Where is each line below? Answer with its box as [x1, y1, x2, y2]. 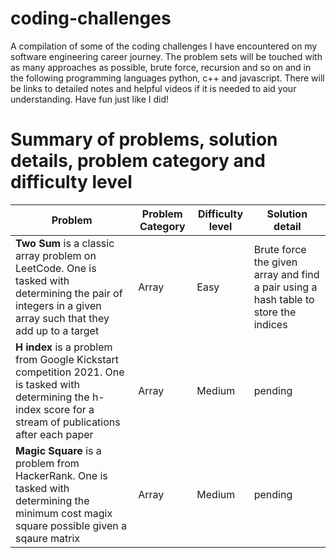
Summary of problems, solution [10, 128, 278, 151]
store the [253, 305, 297, 319]
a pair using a [253, 280, 318, 294]
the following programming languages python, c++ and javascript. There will [10, 72, 325, 84]
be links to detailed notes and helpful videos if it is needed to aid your [10, 82, 297, 94]
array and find [253, 267, 320, 281]
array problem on [15, 248, 97, 262]
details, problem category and [10, 150, 266, 172]
